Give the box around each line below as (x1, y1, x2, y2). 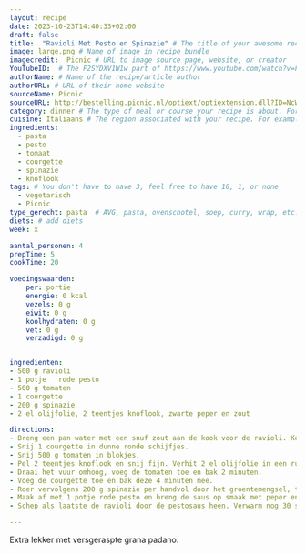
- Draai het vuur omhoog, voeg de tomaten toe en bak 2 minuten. (9, 468, 262, 477)
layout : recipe (9, 13, 67, 23)
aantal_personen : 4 (9, 241, 84, 250)
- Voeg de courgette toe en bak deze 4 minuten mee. (9, 476, 214, 485)
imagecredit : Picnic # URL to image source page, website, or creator (9, 55, 287, 65)
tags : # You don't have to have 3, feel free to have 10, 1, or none (9, 183, 280, 192)
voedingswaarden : (9, 275, 76, 284)
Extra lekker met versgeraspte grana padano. (9, 534, 179, 545)
